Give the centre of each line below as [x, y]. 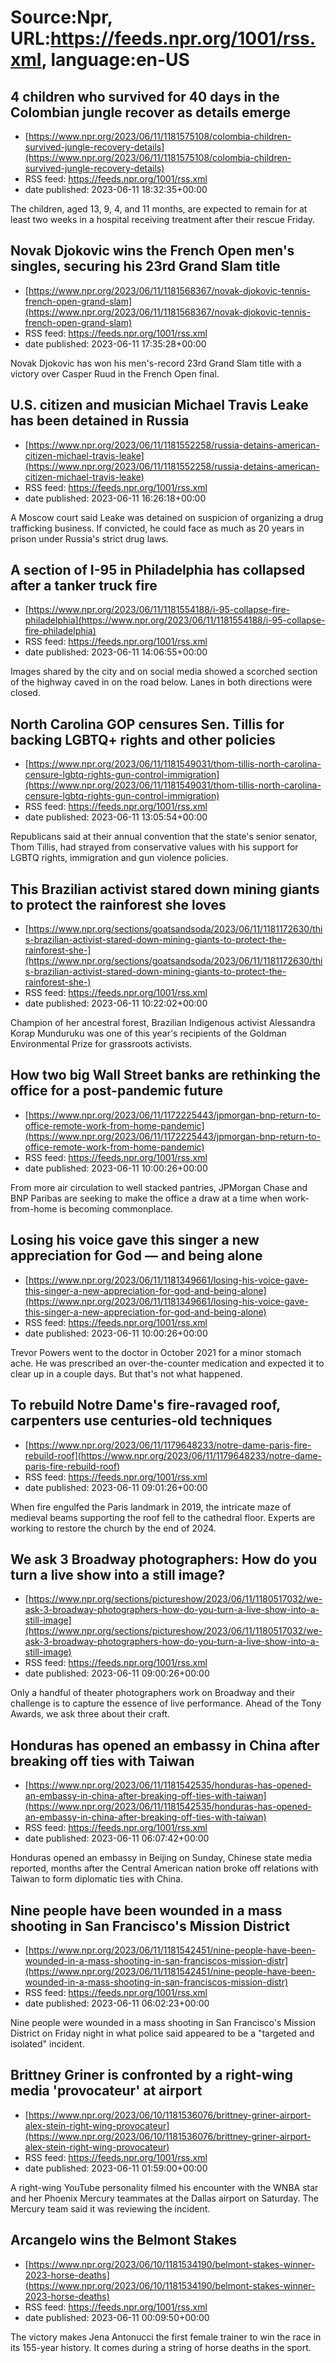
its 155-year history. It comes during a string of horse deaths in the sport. [161, 2347]
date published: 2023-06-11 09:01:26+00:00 [116, 1487]
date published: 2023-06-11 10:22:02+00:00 [116, 1003]
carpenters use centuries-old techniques [141, 1421]
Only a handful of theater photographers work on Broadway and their [153, 1693]
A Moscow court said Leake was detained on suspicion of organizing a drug [167, 517]
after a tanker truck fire [84, 586]
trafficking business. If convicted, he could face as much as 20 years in [157, 528]
